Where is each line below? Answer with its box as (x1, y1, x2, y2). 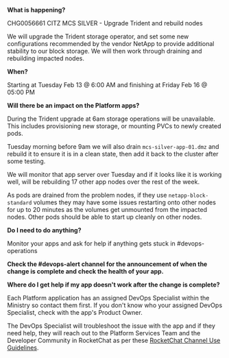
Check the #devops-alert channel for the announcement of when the (7, 260, 208, 268)
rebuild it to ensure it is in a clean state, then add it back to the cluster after (7, 150, 219, 158)
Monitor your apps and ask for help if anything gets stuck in (7, 239, 176, 248)
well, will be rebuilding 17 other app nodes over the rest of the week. (7, 178, 200, 186)
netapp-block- (168, 192, 209, 199)
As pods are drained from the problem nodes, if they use (7, 191, 167, 199)
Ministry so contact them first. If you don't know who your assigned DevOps (7, 301, 223, 309)
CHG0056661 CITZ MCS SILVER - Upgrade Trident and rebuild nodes (7, 19, 204, 27)
